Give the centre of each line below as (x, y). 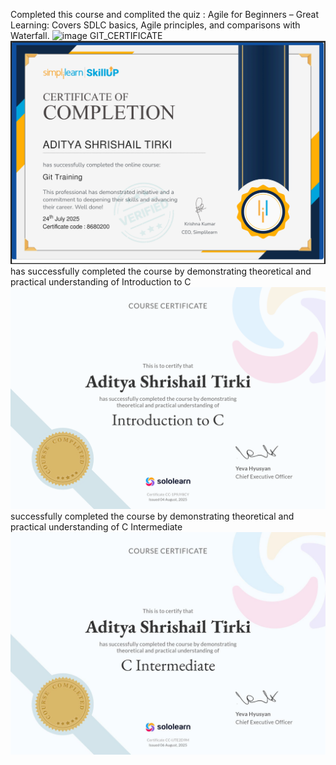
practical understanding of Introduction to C (101, 281)
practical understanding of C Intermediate (96, 527)
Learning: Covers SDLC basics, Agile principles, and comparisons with (155, 25)
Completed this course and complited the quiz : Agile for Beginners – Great (165, 14)
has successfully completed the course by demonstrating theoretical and (161, 271)
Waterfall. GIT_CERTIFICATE (86, 35)
